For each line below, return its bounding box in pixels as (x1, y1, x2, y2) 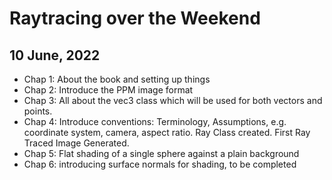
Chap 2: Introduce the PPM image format (23, 84, 194, 96)
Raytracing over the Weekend (9, 7, 261, 30)
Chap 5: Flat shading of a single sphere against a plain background (23, 148, 300, 159)
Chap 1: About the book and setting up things (23, 73, 211, 85)
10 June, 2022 (9, 47, 101, 64)
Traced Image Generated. (23, 137, 130, 149)
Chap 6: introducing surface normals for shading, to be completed (23, 158, 297, 170)
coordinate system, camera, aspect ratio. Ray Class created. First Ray (23, 127, 311, 138)
